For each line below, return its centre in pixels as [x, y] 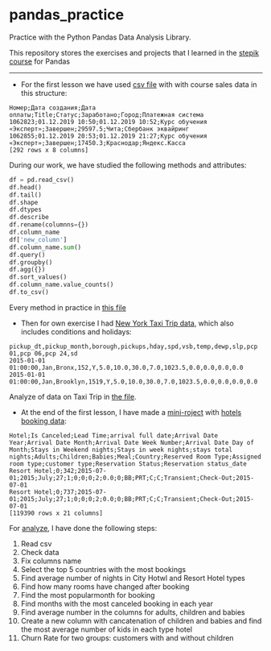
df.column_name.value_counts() [62, 285]
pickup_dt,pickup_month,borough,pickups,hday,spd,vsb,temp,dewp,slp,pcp [133, 346]
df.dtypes [26, 210]
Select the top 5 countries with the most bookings [103, 569]
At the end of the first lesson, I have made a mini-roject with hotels [131, 412]
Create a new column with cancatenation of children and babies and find [141, 620]
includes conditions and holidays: [76, 331]
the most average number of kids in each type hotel [106, 629]
